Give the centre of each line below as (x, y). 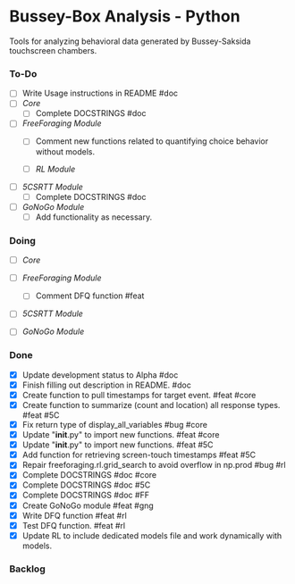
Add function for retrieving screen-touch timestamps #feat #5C (139, 455)
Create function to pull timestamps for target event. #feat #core (139, 395)
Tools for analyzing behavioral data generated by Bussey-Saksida (130, 41)
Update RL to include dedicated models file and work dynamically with (152, 535)
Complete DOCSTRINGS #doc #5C (86, 485)
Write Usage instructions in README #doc (100, 93)
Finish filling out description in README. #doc (107, 385)
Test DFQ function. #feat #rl (74, 525)
